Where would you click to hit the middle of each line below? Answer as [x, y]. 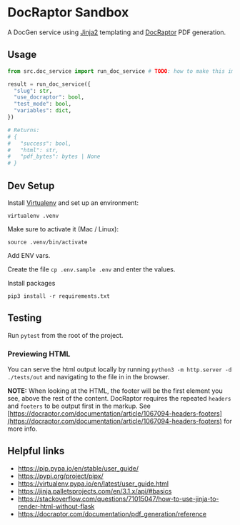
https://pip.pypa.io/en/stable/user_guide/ [78, 468]
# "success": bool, [40, 144]
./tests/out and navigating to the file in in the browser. [89, 377]
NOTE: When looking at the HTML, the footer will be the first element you [115, 391]
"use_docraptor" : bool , [49, 97]
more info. [22, 429]
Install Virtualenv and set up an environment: [73, 202]
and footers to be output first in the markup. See [79, 406]
